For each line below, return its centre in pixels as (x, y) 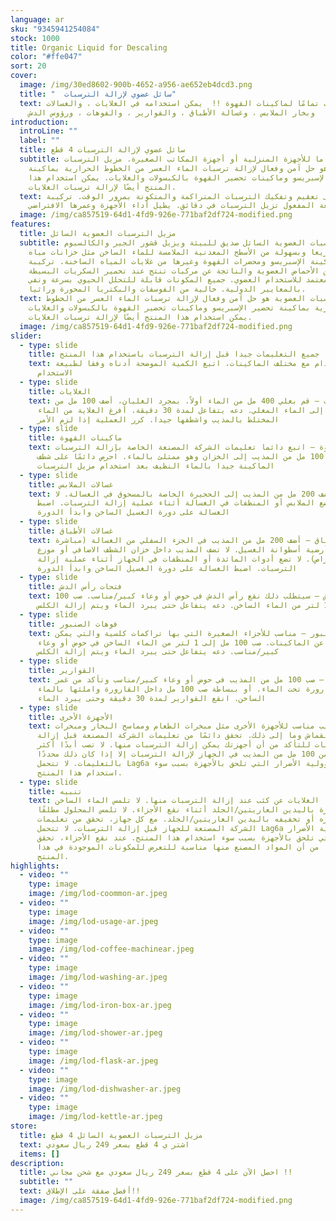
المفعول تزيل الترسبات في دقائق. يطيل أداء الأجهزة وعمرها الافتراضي (171, 206)
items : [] (39, 1154)
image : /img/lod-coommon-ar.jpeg (98, 894)
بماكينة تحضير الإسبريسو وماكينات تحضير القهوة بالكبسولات (189, 308)
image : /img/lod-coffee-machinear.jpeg (111, 949)
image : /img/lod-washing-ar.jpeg (98, 977)
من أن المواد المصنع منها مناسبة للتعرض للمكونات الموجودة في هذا (178, 847)
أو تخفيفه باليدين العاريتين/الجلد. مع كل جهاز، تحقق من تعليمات (175, 819)
